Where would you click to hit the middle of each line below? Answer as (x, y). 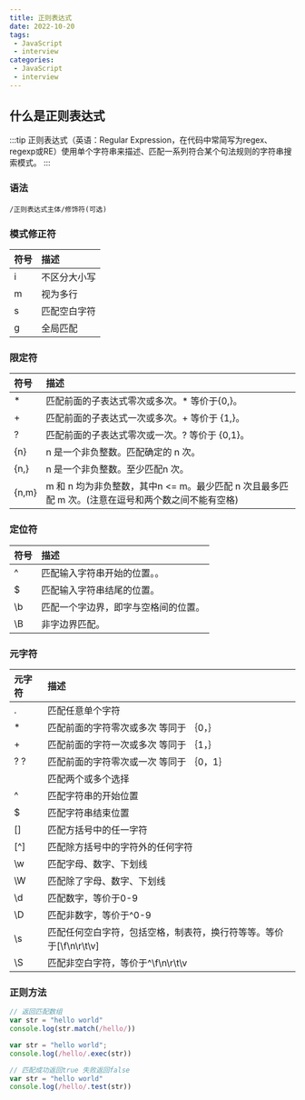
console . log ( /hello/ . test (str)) (70, 1087)
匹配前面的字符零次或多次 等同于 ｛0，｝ (133, 728)
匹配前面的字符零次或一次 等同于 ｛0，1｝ (138, 762)
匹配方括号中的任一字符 (98, 830)
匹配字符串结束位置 (89, 813)
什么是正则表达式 (57, 116)
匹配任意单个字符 (84, 711)
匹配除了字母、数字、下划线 (107, 881)
